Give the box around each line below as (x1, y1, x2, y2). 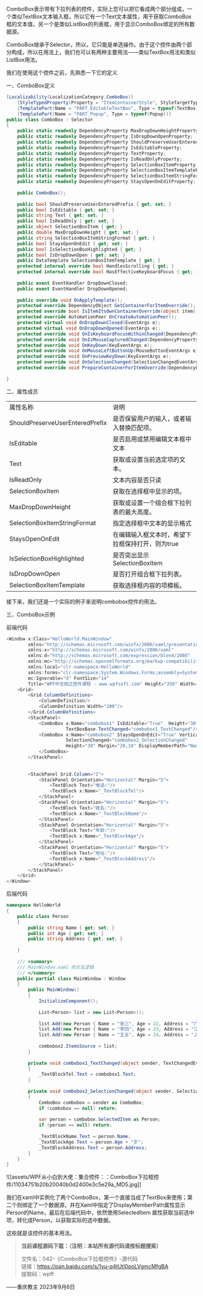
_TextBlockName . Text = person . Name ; (38, 1133, 131, 1139)
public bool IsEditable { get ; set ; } (17, 207, 115, 213)
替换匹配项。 (118, 424, 155, 432)
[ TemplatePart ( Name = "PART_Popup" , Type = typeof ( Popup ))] (17, 111, 172, 117)
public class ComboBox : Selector (6, 116, 94, 123)
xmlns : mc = (28, 658, 53, 664)
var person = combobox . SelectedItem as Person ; (38, 1116, 161, 1122)
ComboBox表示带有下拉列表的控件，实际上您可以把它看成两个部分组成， (6, 5, 187, 12)
